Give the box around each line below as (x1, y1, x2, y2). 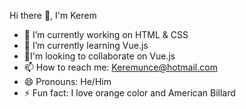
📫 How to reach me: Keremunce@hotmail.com (23, 61, 218, 73)
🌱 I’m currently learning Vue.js (23, 40, 149, 51)
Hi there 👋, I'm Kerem (9, 10, 97, 21)
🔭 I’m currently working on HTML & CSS (23, 29, 189, 40)
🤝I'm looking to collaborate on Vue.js (23, 50, 176, 62)
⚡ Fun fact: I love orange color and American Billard (23, 87, 236, 99)
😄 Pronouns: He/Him (23, 76, 112, 87)
